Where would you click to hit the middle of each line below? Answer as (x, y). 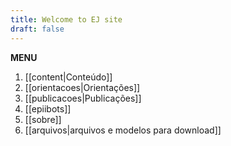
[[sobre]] (43, 119)
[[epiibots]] (48, 108)
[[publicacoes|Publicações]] (83, 98)
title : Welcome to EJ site (66, 19)
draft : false (37, 29)
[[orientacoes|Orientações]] (82, 87)
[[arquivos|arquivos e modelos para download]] (123, 130)
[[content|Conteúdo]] (68, 77)
